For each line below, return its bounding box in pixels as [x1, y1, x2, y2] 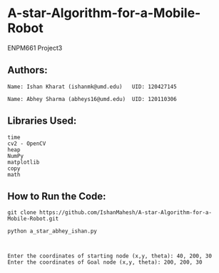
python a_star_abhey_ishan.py [7, 227, 98, 235]
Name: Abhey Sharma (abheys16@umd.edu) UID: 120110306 [7, 95, 177, 102]
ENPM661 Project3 [7, 43, 63, 52]
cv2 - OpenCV [7, 140, 46, 147]
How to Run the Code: [7, 190, 106, 202]
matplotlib [7, 159, 40, 166]
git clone [7, 209, 37, 216]
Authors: [7, 64, 48, 76]
